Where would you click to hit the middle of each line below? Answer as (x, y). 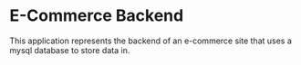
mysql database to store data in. (70, 50)
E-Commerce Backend (97, 16)
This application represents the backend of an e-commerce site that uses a (150, 41)
